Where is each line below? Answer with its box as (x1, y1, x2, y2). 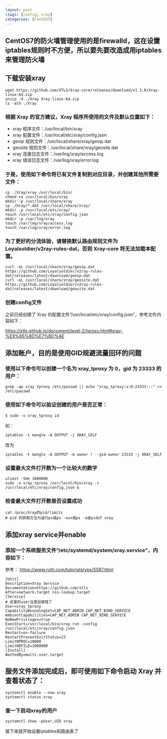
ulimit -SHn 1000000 (5, 476, 48, 481)
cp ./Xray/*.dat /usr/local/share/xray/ (5, 203, 91, 208)
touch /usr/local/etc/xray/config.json (5, 212, 88, 217)
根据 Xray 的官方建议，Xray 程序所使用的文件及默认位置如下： (5, 113, 155, 120)
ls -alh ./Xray (5, 101, 37, 106)
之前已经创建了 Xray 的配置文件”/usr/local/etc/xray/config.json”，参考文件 (5, 311, 157, 317)
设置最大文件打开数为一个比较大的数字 (5, 464, 97, 471)
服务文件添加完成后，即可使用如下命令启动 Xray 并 (5, 667, 161, 676)
